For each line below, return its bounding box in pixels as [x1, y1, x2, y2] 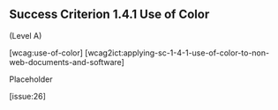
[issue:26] [9, 91, 47, 101]
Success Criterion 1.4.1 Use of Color [9, 7, 210, 22]
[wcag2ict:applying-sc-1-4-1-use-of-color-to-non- [85, 48, 270, 58]
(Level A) [9, 30, 42, 40]
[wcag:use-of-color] [9, 48, 84, 58]
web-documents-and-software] [9, 56, 125, 67]
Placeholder [9, 74, 53, 84]
